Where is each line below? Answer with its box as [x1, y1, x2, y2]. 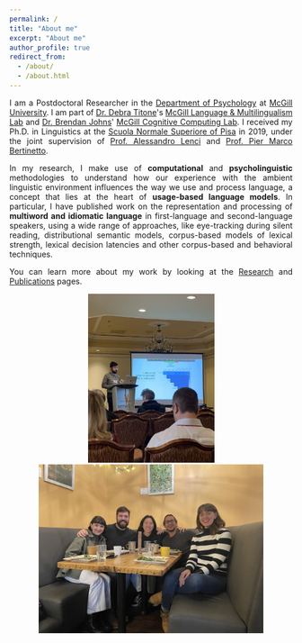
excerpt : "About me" [9, 33, 87, 42]
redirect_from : [9, 52, 67, 62]
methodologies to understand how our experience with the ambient [9, 172, 293, 183]
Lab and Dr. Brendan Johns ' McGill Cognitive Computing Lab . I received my [9, 116, 293, 127]
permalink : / [9, 14, 58, 23]
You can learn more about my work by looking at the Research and [9, 266, 293, 276]
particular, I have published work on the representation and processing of [9, 201, 293, 212]
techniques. [9, 249, 53, 259]
